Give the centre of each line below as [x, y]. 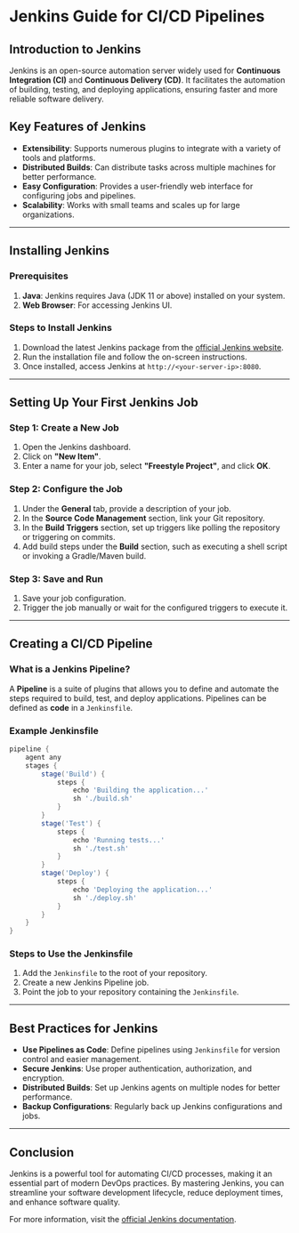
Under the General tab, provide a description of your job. [126, 508]
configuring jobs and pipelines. [79, 195]
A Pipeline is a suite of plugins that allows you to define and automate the [144, 689]
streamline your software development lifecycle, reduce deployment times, [146, 1193]
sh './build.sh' [103, 799]
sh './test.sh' [101, 848]
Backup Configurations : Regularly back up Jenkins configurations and [152, 1107]
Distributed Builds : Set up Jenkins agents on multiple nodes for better [151, 1088]
